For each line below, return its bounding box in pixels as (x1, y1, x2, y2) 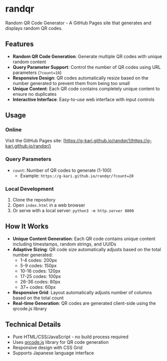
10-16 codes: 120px (20, 268, 61, 274)
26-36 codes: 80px (20, 278, 61, 285)
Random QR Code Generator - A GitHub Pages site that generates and (5, 20, 152, 26)
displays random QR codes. (5, 25, 63, 31)
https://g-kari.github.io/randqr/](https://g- (65, 138, 152, 144)
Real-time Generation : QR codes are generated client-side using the (12, 300, 156, 306)
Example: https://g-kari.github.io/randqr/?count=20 (20, 173, 134, 179)
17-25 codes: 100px (20, 273, 61, 279)
